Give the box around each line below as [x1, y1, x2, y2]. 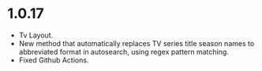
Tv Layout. [18, 30, 54, 40]
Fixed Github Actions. [18, 55, 89, 65]
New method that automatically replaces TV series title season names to [18, 38, 255, 48]
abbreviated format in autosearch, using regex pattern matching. [18, 47, 230, 56]
